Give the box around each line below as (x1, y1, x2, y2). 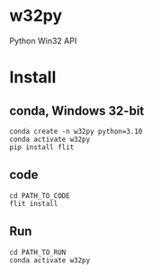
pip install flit (9, 142, 75, 152)
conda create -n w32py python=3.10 (9, 127, 143, 136)
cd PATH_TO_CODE (9, 191, 70, 200)
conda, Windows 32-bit (9, 103, 145, 118)
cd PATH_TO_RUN (9, 248, 67, 257)
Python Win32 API (9, 35, 77, 46)
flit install (9, 199, 58, 208)
